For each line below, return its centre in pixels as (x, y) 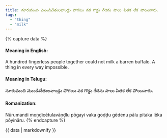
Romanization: (21, 103)
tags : (11, 15)
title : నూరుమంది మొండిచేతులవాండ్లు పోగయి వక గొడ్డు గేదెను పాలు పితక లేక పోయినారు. (82, 10)
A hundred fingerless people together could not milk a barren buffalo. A (80, 62)
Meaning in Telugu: (26, 79)
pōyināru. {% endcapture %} (35, 120)
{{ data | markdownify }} (31, 130)
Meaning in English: (27, 50)
